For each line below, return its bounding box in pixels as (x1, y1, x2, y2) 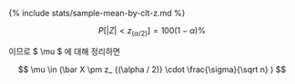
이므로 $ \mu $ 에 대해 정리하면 (8, 45, 120, 57)
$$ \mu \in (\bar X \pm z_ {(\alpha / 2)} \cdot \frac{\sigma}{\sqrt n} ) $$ (17, 63, 287, 75)
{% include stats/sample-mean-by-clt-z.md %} (8, 8, 186, 18)
